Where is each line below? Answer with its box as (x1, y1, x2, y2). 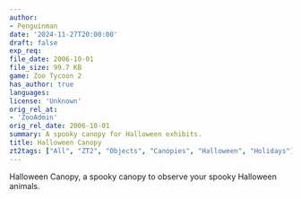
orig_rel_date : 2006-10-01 (9, 122, 110, 131)
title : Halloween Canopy (9, 138, 102, 147)
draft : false (9, 38, 58, 48)
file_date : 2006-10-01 (9, 55, 94, 64)
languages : (9, 88, 50, 97)
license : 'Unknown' (9, 96, 82, 106)
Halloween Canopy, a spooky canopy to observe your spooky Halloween (9, 171, 278, 182)
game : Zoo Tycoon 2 (9, 72, 82, 81)
